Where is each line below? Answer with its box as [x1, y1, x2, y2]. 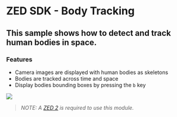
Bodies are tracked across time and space [14, 75, 119, 82]
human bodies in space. [6, 37, 97, 47]
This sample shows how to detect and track [6, 28, 171, 38]
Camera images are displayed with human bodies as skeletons [14, 69, 169, 76]
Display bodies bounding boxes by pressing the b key [14, 81, 146, 88]
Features [6, 55, 33, 63]
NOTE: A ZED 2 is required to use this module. [20, 104, 134, 111]
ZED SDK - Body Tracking [6, 4, 135, 18]
